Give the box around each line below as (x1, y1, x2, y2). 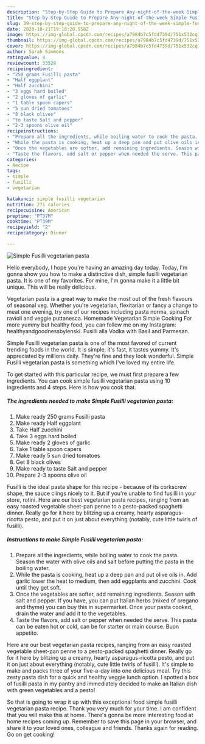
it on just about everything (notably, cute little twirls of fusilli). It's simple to (7, 660, 194, 668)
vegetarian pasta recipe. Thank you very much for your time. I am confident (7, 704, 196, 712)
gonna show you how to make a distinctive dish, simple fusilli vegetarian (7, 270, 188, 278)
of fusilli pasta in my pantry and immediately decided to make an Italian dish (7, 680, 197, 687)
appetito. (15, 629, 38, 637)
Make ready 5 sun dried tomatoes (15, 452, 100, 459)
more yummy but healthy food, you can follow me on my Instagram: (7, 321, 176, 328)
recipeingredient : (7, 65, 54, 72)
